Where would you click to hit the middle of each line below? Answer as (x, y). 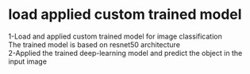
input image (28, 61)
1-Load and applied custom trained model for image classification (115, 36)
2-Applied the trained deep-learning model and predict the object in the (125, 53)
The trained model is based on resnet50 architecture (94, 44)
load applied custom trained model (125, 15)
